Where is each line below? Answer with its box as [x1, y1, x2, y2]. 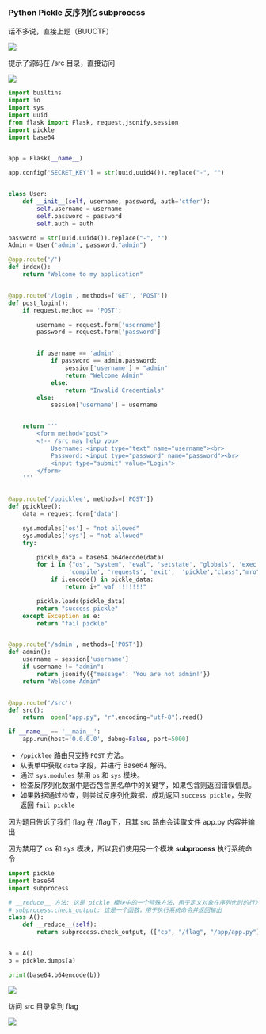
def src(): [8, 706, 44, 714]
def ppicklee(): [8, 502, 62, 511]
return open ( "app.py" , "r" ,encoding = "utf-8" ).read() [22, 713, 203, 721]
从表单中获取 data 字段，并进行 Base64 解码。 [19, 760, 172, 771]
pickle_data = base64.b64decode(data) [36, 553, 165, 561]
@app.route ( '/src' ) [8, 698, 73, 707]
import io [8, 97, 41, 105]
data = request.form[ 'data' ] [22, 510, 119, 518]
